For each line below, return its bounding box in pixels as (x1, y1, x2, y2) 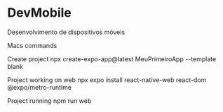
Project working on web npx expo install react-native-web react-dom (7, 75, 207, 84)
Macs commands (7, 41, 58, 49)
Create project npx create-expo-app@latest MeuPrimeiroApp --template (7, 54, 217, 63)
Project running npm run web (7, 96, 92, 105)
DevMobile (7, 5, 72, 21)
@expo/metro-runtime (7, 83, 72, 91)
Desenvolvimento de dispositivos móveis (7, 28, 126, 36)
